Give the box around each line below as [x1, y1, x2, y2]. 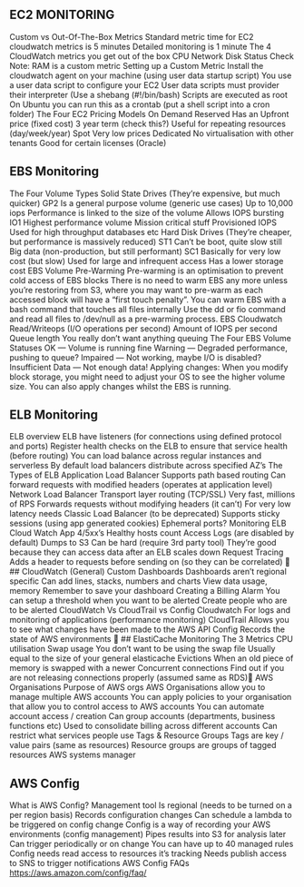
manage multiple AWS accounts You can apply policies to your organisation [9, 692, 292, 703]
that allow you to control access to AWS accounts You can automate [9, 701, 265, 712]
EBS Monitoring [9, 163, 100, 180]
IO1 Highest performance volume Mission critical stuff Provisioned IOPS [9, 217, 277, 228]
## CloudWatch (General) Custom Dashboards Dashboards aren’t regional [9, 567, 288, 577]
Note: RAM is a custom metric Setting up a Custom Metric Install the [9, 60, 264, 71]
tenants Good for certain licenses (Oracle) [9, 137, 167, 148]
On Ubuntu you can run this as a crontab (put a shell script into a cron [9, 99, 270, 110]
